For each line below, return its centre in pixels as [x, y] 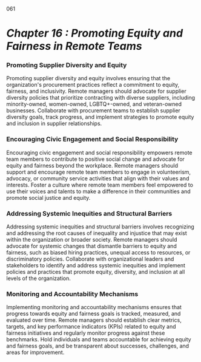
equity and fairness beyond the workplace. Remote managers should [92, 165]
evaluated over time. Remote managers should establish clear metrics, [94, 320]
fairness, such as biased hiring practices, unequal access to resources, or [98, 253]
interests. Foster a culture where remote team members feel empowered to [100, 185]
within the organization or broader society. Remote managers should [92, 240]
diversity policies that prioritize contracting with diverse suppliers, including [101, 98]
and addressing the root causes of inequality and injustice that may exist [97, 233]
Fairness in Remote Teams [74, 46]
